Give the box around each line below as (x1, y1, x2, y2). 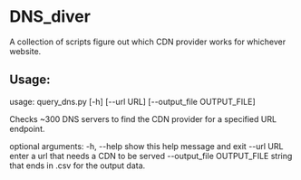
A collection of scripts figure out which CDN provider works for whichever (9, 36, 286, 47)
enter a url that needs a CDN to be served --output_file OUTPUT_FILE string (9, 150, 293, 161)
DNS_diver (9, 6, 91, 27)
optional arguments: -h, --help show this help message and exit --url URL (9, 140, 284, 151)
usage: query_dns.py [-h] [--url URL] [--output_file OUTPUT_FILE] (9, 96, 256, 107)
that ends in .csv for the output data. (9, 160, 146, 171)
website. (9, 45, 42, 56)
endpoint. (9, 123, 45, 134)
